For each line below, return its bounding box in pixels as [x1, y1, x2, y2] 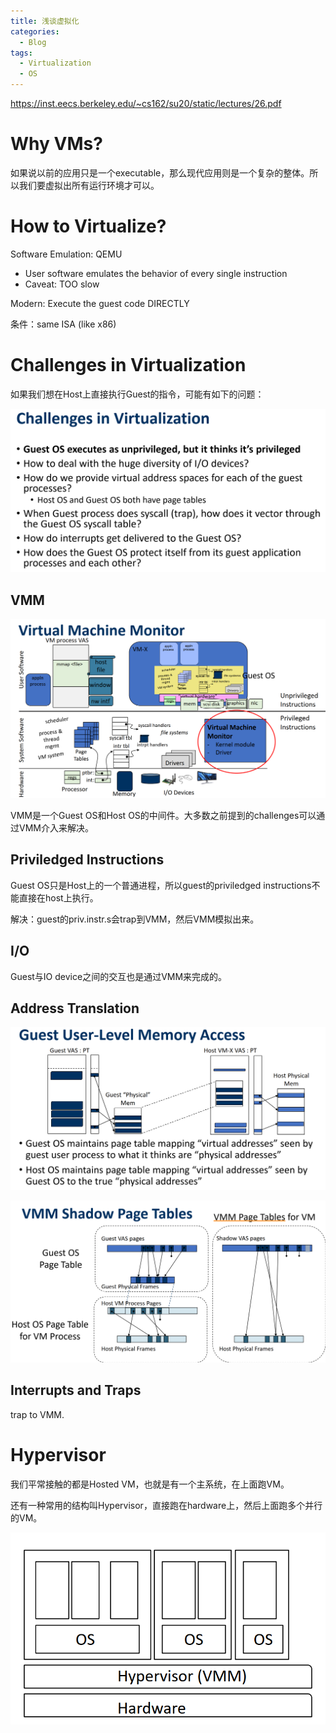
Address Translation [10, 1000, 140, 1017]
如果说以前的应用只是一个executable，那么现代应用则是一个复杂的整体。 [10, 166, 310, 179]
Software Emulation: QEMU [10, 248, 123, 260]
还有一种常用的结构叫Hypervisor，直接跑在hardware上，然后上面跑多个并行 [10, 1499, 323, 1511]
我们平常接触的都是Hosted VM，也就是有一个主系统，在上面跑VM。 [10, 1478, 290, 1490]
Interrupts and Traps [10, 1382, 142, 1399]
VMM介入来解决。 [18, 821, 94, 834]
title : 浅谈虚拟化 [10, 16, 80, 26]
